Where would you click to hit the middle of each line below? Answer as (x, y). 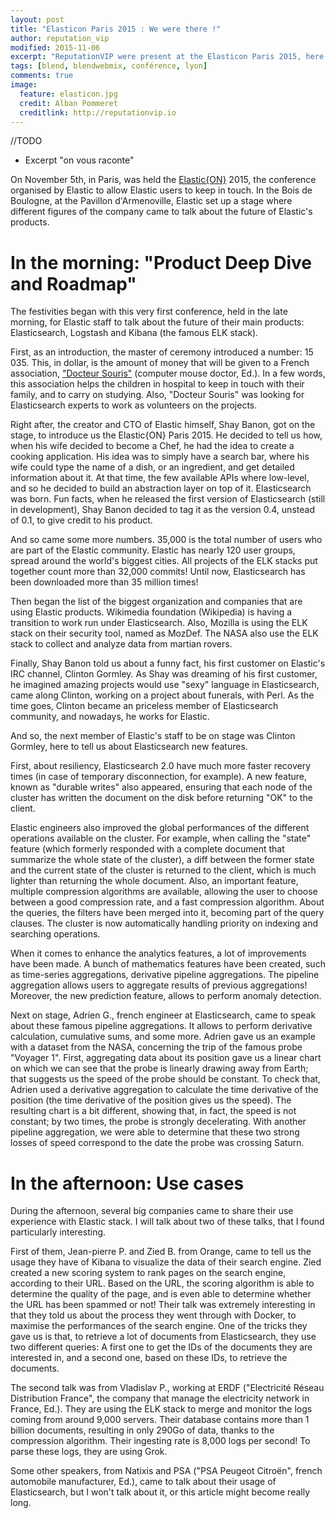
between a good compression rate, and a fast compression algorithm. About (167, 902)
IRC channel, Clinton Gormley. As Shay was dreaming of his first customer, (164, 674)
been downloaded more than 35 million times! (104, 582)
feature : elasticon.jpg (68, 94)
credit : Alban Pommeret (68, 103)
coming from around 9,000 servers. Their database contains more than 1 (160, 1420)
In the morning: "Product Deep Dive (161, 262)
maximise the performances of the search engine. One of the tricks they (159, 1326)
